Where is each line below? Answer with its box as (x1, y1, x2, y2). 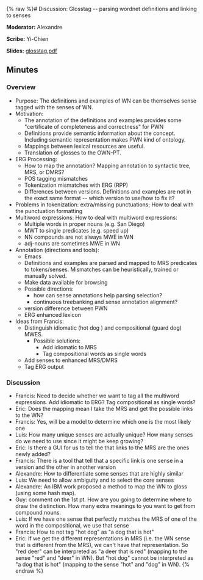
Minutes (6, 65, 38, 75)
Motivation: (15, 110, 44, 117)
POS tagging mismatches (24, 175, 88, 182)
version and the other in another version (15, 463, 116, 471)
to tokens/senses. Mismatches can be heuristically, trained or (24, 266, 179, 273)
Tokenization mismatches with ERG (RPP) (24, 181, 129, 189)
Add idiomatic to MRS (42, 343, 98, 350)
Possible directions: (24, 285, 74, 292)
